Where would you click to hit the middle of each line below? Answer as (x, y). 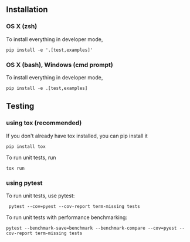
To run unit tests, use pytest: (40, 196)
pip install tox (26, 146)
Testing (20, 106)
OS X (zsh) (22, 26)
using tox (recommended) (44, 123)
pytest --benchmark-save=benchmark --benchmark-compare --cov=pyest (91, 228)
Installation (27, 10)
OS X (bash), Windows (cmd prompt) (60, 65)
